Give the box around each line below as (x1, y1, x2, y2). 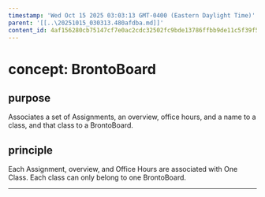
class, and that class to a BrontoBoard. (8, 121, 134, 130)
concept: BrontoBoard (8, 60, 156, 78)
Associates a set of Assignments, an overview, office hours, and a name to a (8, 112, 256, 122)
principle (8, 143, 54, 157)
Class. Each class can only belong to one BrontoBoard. (8, 173, 187, 182)
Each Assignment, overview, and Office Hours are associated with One (8, 165, 238, 174)
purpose (8, 91, 51, 105)
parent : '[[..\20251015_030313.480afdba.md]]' (8, 19, 164, 27)
